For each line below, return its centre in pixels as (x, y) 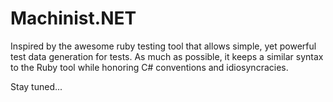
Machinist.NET (73, 18)
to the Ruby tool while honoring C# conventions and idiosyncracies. (149, 67)
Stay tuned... (36, 86)
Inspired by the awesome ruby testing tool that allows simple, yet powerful (163, 46)
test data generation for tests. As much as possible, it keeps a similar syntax (167, 56)
